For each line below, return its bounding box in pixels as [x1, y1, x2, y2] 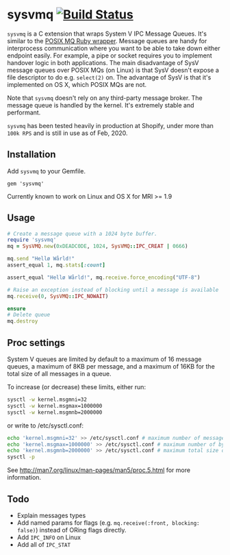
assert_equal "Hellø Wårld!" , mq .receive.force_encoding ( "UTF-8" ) [7, 274, 201, 281]
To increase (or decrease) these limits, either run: [7, 383, 146, 391]
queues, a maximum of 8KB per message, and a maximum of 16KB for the [7, 362, 216, 370]
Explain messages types [16, 511, 86, 519]
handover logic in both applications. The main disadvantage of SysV [7, 58, 199, 66]
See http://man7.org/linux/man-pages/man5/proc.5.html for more [7, 466, 190, 474]
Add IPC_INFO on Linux [16, 533, 81, 541]
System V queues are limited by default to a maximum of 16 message [7, 355, 202, 363]
